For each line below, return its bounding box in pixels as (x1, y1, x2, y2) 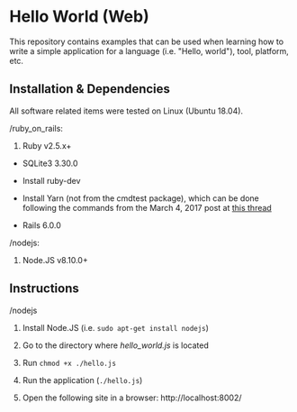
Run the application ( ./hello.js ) (22, 374, 143, 385)
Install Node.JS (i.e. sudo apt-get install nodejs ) (22, 322, 210, 333)
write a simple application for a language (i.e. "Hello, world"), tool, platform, (9, 45, 290, 56)
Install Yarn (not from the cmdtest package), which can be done (22, 192, 259, 204)
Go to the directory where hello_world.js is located (22, 340, 210, 351)
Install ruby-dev (22, 175, 81, 186)
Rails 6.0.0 (22, 219, 61, 231)
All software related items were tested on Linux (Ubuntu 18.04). (9, 105, 244, 116)
